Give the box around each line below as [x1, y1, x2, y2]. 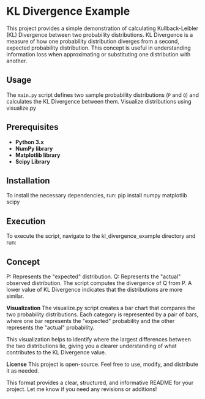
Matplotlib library [15, 151, 61, 159]
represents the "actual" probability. [6, 324, 95, 331]
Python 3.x [15, 138, 44, 145]
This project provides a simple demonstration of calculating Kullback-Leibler [6, 25, 199, 32]
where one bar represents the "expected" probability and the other [6, 317, 175, 324]
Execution [6, 216, 46, 226]
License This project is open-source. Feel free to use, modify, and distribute [6, 360, 199, 368]
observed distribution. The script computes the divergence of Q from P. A [6, 279, 192, 286]
